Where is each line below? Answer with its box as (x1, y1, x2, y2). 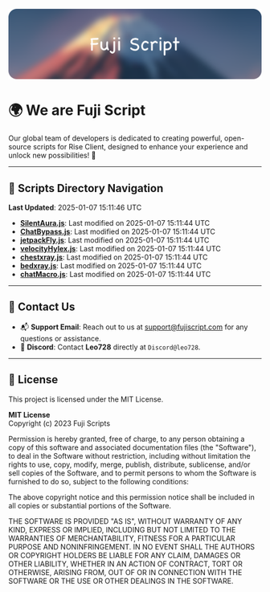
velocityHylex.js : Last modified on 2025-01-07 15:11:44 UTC (19, 244, 221, 254)
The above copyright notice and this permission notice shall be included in (8, 492, 255, 502)
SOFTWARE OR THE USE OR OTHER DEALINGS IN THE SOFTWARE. (8, 576, 234, 586)
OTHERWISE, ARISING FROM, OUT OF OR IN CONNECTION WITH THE (8, 567, 243, 577)
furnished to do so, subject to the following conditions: (8, 476, 189, 486)
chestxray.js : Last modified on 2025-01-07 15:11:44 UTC (19, 252, 208, 262)
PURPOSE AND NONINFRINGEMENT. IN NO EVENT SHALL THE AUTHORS (8, 541, 256, 551)
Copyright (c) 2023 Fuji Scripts (8, 418, 111, 428)
